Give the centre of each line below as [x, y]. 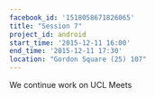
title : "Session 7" [46, 26]
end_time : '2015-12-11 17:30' [66, 51]
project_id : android [48, 34]
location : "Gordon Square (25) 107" [78, 59]
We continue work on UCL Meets [71, 85]
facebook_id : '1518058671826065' [72, 18]
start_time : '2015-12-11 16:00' [70, 43]
